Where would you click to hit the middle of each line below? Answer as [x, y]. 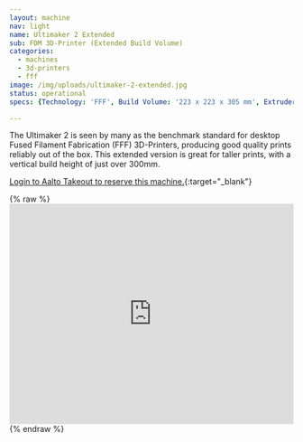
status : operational [48, 93]
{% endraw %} [37, 429]
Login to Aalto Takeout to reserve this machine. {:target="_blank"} [131, 182]
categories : [32, 52]
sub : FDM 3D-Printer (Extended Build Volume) [96, 43]
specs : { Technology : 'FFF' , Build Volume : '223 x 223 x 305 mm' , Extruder [153, 102]
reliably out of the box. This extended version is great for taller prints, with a [150, 155]
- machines [38, 60]
